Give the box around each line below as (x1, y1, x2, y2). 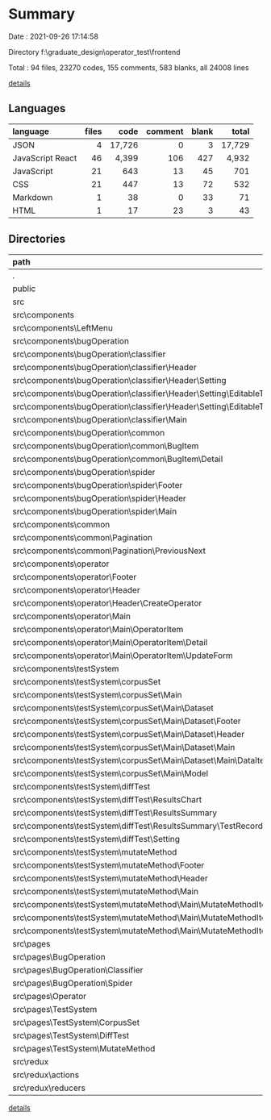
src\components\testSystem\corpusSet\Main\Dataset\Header (12, 728, 244, 739)
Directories (8, 232, 66, 246)
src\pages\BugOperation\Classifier (12, 964, 144, 976)
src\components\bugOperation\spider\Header (12, 493, 187, 504)
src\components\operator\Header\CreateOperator (12, 597, 202, 609)
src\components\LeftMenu (12, 322, 113, 333)
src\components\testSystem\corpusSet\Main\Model (12, 768, 208, 779)
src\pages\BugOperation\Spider (12, 977, 133, 989)
